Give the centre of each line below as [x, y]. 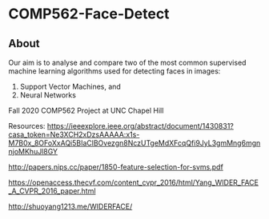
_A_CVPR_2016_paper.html [52, 191]
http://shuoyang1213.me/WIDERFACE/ [70, 206]
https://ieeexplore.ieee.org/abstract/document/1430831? [140, 126]
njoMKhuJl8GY [33, 151]
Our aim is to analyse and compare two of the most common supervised [127, 62]
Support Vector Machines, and [70, 86]
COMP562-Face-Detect [89, 14]
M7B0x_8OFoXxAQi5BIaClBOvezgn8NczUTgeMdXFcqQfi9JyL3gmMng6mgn [134, 143]
